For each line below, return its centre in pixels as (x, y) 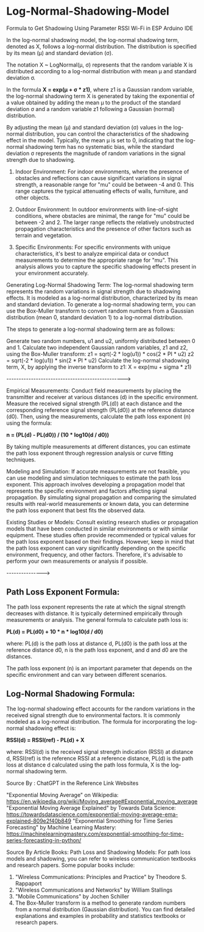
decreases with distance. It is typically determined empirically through (94, 613)
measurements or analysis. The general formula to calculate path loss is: (97, 620)
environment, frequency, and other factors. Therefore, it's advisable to (95, 554)
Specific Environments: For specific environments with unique (93, 247)
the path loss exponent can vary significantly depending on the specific (96, 548)
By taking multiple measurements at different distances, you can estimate (98, 446)
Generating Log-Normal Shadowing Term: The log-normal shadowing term (100, 284)
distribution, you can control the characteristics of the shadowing (107, 134)
